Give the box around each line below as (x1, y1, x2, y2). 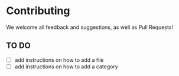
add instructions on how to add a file (14, 56, 104, 63)
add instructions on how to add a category (14, 63, 118, 70)
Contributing (6, 4, 70, 18)
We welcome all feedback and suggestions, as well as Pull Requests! (6, 24, 173, 31)
